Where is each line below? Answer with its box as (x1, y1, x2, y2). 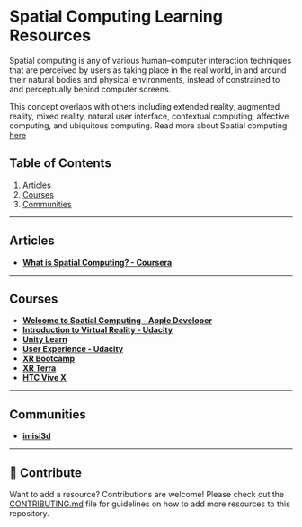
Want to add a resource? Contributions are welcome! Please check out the (9, 489, 285, 499)
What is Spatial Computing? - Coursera (22, 257, 173, 268)
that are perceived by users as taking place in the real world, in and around (9, 65, 287, 75)
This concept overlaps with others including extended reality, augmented (9, 101, 280, 111)
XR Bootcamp (22, 353, 75, 365)
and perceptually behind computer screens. (9, 83, 172, 94)
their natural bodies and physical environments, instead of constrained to (9, 74, 280, 84)
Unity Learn (22, 334, 67, 345)
